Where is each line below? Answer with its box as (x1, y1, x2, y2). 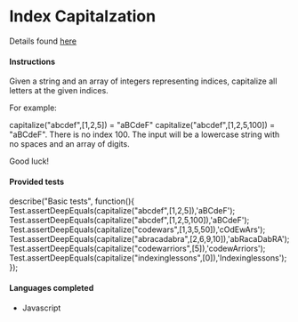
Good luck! (9, 156, 50, 166)
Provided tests (9, 176, 65, 187)
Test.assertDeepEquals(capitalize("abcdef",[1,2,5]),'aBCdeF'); (9, 205, 236, 216)
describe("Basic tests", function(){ (9, 196, 135, 206)
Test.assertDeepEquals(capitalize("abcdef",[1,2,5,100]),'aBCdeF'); (9, 215, 250, 226)
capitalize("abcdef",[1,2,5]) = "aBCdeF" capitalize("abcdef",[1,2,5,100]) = (9, 120, 276, 131)
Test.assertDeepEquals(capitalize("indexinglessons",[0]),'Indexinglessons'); (9, 253, 287, 263)
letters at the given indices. (9, 85, 109, 96)
